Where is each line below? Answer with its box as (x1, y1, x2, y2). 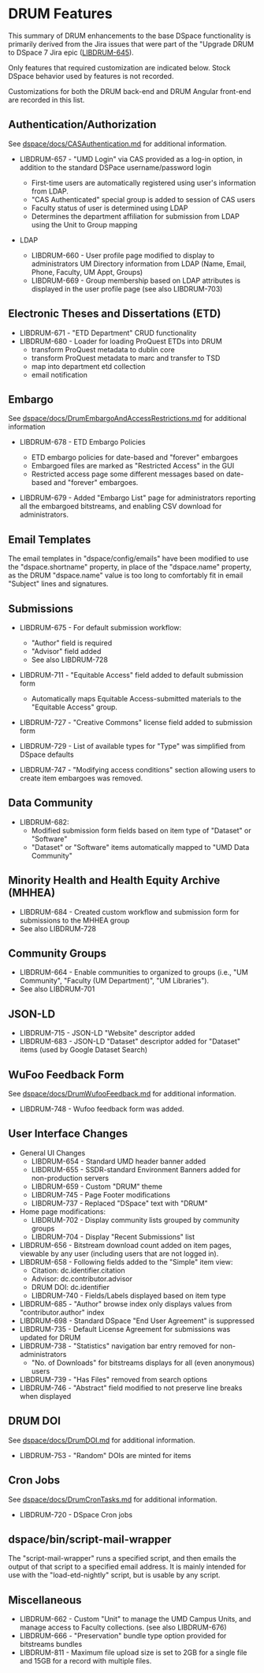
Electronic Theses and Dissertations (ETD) (8, 307, 221, 321)
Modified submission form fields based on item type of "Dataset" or (31, 825, 251, 835)
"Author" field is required (31, 638, 113, 648)
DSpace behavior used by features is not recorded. (8, 71, 174, 81)
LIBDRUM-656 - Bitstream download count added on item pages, (19, 1240, 232, 1250)
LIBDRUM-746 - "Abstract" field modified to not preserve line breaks (19, 1383, 243, 1393)
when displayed (19, 1391, 72, 1400)
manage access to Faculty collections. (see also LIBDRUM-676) (19, 1622, 227, 1632)
